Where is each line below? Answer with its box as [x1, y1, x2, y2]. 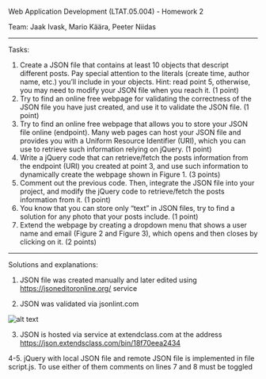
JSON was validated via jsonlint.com [19, 299, 139, 308]
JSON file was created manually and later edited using [19, 275, 198, 285]
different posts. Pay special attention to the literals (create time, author [19, 69, 250, 78]
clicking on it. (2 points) [19, 237, 97, 247]
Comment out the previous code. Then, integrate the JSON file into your [19, 178, 255, 187]
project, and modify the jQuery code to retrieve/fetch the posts [19, 186, 225, 196]
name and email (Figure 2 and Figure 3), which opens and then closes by [19, 229, 258, 238]
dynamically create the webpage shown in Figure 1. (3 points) [19, 170, 221, 179]
